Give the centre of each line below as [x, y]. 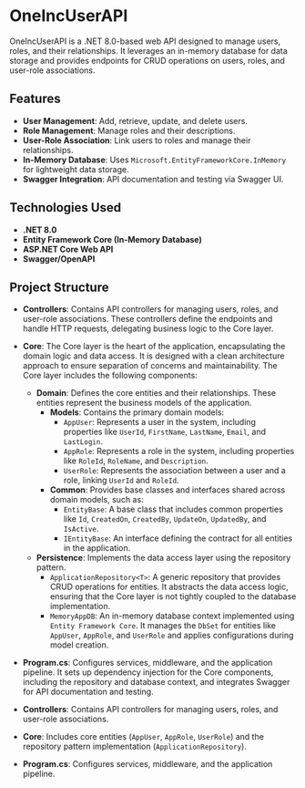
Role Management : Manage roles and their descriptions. [129, 130]
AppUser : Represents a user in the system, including [160, 422]
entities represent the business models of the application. [144, 403]
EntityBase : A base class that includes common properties [173, 509]
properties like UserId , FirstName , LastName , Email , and [165, 432]
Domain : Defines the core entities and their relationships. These [156, 393]
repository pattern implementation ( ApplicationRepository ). [135, 747]
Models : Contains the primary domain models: [137, 412]
